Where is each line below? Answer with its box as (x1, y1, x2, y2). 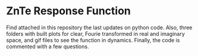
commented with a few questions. (6, 43, 89, 50)
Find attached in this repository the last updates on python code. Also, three (6, 24, 193, 31)
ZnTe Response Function (6, 4, 131, 18)
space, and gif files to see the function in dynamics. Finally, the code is (6, 36, 180, 43)
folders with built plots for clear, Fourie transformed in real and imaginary (6, 30, 186, 37)
